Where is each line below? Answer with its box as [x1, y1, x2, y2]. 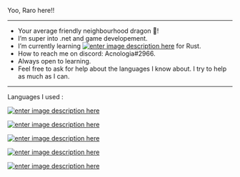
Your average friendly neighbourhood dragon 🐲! [17, 26, 159, 35]
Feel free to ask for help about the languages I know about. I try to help [17, 64, 227, 73]
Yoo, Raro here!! [7, 6, 55, 14]
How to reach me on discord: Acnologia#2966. [17, 49, 156, 58]
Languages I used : [7, 93, 64, 101]
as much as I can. [17, 72, 70, 81]
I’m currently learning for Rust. [17, 42, 201, 50]
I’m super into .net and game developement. [17, 34, 148, 42]
